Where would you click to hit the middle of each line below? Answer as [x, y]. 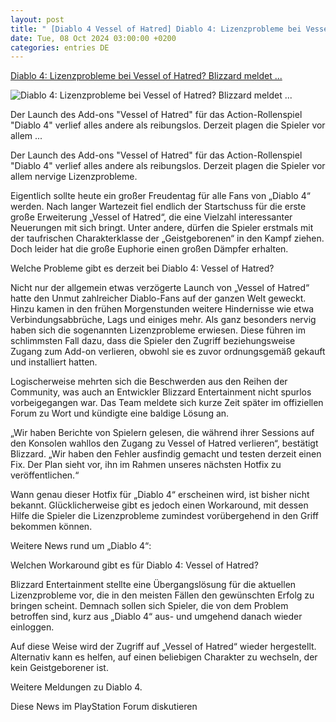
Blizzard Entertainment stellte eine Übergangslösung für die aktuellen [153, 585]
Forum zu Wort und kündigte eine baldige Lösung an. [120, 413]
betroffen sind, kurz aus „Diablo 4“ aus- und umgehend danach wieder [156, 617]
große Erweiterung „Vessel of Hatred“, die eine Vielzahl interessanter [151, 217]
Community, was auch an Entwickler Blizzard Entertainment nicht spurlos [161, 392]
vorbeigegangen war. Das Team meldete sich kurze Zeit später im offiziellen [167, 403]
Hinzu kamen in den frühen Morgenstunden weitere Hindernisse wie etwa [162, 309]
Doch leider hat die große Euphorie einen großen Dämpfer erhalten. [149, 249]
